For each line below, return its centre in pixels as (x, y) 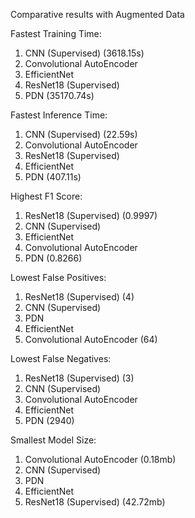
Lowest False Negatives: (61, 358)
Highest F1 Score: (46, 196)
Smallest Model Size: (53, 440)
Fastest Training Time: (56, 33)
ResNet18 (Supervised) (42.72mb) (95, 502)
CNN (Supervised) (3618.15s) (84, 53)
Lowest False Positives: (58, 277)
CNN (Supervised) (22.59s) (81, 134)
